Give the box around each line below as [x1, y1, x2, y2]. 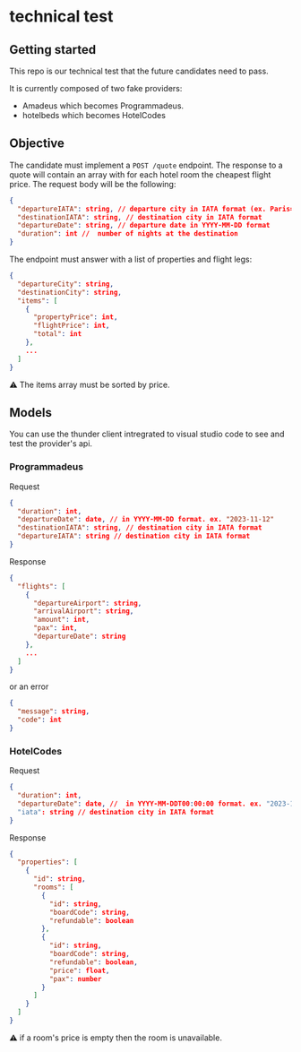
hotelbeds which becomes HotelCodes [21, 110, 166, 120]
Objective [9, 136, 65, 151]
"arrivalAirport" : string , [32, 607, 134, 616]
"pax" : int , [32, 624, 78, 633]
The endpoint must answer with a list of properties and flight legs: [9, 254, 253, 265]
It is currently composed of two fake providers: [9, 83, 183, 93]
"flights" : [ [17, 582, 66, 591]
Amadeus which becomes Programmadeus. [21, 100, 185, 111]
